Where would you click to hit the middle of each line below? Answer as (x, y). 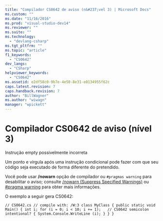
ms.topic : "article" (26, 50)
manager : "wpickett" (26, 105)
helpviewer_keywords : (27, 73)
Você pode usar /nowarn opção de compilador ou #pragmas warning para (78, 176)
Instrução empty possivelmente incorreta (46, 152)
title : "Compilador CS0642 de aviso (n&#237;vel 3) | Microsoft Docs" (78, 9)
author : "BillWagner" (27, 95)
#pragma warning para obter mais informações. (53, 187)
